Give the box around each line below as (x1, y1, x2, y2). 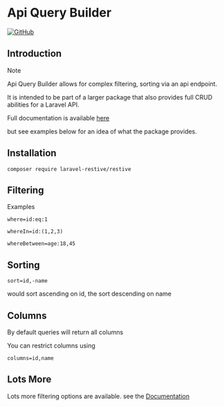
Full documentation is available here (7, 114, 110, 122)
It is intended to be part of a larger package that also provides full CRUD (7, 93, 213, 101)
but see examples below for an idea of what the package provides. (7, 127, 197, 136)
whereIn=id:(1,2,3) (7, 228, 64, 235)
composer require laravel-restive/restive (7, 165, 131, 172)
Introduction (7, 48, 62, 60)
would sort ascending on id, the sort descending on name (7, 289, 171, 298)
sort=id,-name (7, 278, 48, 284)
